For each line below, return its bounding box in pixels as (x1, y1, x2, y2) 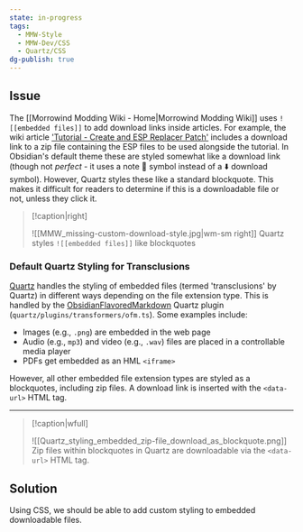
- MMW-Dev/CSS (17, 38, 70, 48)
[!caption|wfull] (31, 418, 88, 429)
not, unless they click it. (9, 193, 97, 204)
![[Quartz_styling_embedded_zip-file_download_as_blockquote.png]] (31, 436, 287, 446)
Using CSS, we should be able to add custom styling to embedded (9, 504, 256, 515)
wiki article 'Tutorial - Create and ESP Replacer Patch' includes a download (9, 132, 289, 142)
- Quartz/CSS (17, 47, 67, 56)
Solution (9, 481, 58, 496)
